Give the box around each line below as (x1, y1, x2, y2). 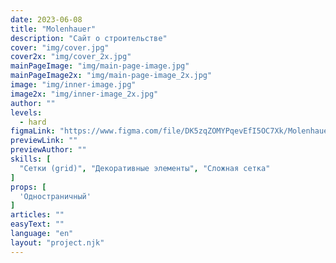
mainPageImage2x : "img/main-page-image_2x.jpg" (10, 71, 213, 81)
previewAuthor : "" (10, 145, 87, 155)
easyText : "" (10, 219, 65, 230)
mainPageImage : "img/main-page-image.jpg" (10, 61, 190, 71)
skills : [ (10, 154, 52, 164)
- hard (19, 117, 47, 127)
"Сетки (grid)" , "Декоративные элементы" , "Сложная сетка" (19, 163, 271, 173)
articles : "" (10, 210, 65, 220)
